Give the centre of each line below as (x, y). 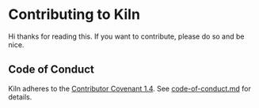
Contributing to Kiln (74, 15)
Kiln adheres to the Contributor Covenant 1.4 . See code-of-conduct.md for (129, 88)
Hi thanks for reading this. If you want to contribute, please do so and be (126, 36)
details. (20, 97)
